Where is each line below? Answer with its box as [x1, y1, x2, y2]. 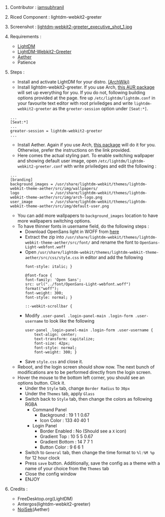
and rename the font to [91, 239, 139, 245]
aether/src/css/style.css [25, 255, 79, 260]
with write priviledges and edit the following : [63, 163, 156, 169]
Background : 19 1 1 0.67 [40, 412, 90, 418]
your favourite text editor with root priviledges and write [17, 100, 133, 106]
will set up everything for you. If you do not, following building [17, 90, 145, 95]
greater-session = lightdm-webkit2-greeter [10, 128, 103, 133]
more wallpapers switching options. [17, 218, 91, 224]
